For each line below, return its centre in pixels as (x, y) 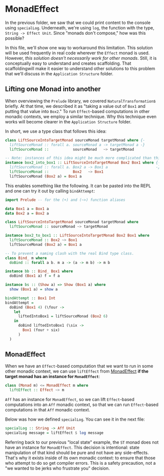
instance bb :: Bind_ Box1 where (39, 271)
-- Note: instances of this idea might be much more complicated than (78, 158)
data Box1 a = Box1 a (27, 209)
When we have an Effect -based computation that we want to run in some (79, 366)
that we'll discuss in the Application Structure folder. (59, 73)
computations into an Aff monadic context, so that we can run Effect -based (82, 405)
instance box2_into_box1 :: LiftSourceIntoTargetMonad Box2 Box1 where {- (83, 163)
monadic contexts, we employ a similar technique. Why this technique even (81, 117)
